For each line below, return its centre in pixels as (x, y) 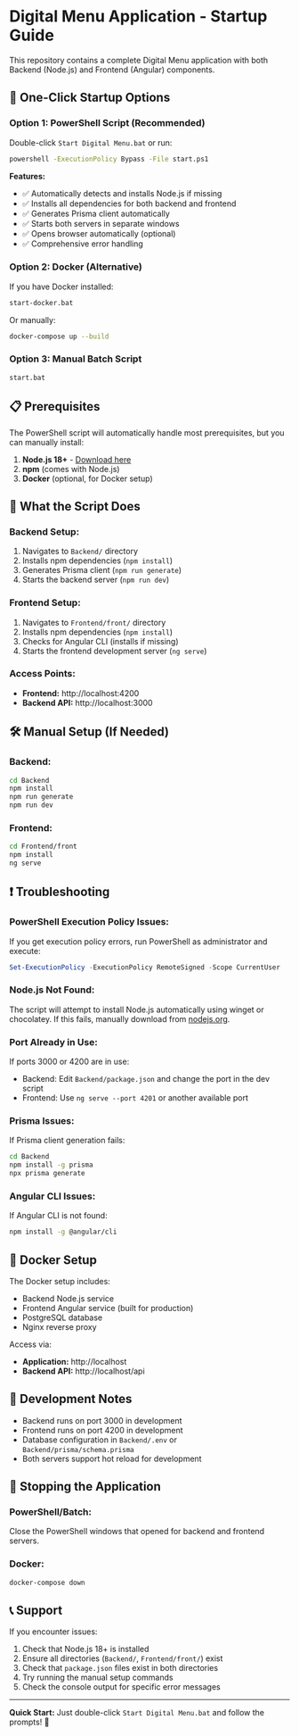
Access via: (30, 1344)
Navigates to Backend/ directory (80, 552)
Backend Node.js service (68, 1298)
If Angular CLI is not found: (59, 1216)
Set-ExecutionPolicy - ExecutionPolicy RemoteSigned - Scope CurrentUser (145, 967)
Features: (28, 176)
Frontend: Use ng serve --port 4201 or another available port (135, 1098)
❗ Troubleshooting (60, 892)
